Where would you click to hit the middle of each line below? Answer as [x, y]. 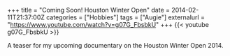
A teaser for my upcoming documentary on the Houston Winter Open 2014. [115, 45]
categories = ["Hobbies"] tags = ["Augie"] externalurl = [125, 17]
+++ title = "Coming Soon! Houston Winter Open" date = [88, 10]
